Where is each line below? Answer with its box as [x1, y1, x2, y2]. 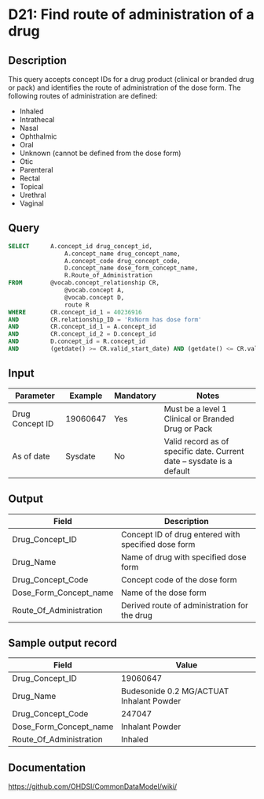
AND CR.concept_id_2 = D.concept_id [8, 330, 156, 338]
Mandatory [113, 390, 157, 401]
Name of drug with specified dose [120, 552, 247, 563]
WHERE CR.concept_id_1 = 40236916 [8, 308, 143, 316]
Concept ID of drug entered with [120, 529, 240, 540]
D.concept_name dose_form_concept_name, [64, 264, 199, 273]
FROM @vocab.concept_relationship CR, [8, 279, 159, 287]
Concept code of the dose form [120, 574, 237, 585]
